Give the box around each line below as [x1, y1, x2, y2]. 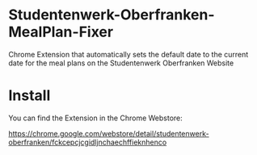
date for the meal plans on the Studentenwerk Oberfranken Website [8, 58, 234, 68]
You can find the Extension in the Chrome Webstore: [8, 113, 183, 123]
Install [8, 86, 51, 105]
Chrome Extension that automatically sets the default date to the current [8, 49, 249, 59]
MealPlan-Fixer [8, 23, 114, 41]
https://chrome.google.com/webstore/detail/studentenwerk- [8, 128, 209, 138]
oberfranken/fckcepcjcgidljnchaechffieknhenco [8, 137, 167, 147]
